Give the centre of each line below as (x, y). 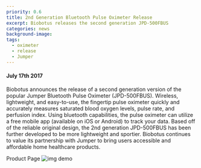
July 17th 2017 (25, 76)
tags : (13, 40)
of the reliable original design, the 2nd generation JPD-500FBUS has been (99, 128)
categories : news (28, 29)
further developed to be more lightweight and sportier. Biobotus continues (99, 134)
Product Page (23, 158)
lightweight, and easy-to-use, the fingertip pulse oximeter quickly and (93, 102)
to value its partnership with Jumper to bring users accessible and (88, 140)
